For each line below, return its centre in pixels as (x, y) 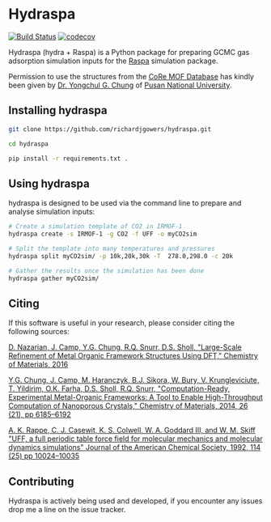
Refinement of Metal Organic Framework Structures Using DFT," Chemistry (133, 356)
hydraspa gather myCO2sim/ (54, 278)
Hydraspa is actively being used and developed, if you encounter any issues (135, 501)
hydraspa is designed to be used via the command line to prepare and (125, 203)
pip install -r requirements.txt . (68, 159)
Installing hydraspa (58, 110)
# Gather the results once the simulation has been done (106, 271)
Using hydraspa (49, 183)
